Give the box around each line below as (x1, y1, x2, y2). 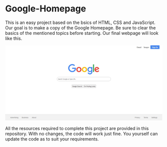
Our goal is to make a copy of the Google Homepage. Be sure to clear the (5, 24, 156, 30)
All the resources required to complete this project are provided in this (5, 125, 149, 131)
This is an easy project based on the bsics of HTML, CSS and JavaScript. (5, 19, 156, 25)
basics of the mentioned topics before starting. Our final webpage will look (5, 30, 159, 36)
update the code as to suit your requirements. (5, 136, 99, 142)
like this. (5, 35, 22, 41)
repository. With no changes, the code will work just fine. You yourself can (5, 131, 158, 137)
